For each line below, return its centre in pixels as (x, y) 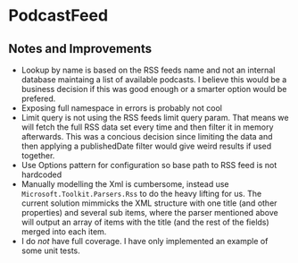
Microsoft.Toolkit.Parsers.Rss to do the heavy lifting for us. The (141, 194)
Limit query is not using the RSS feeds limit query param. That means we (155, 118)
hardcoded (41, 174)
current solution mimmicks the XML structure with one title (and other (149, 203)
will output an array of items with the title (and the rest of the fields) (145, 222)
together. (38, 156)
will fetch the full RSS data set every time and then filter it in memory (147, 127)
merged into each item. (64, 232)
